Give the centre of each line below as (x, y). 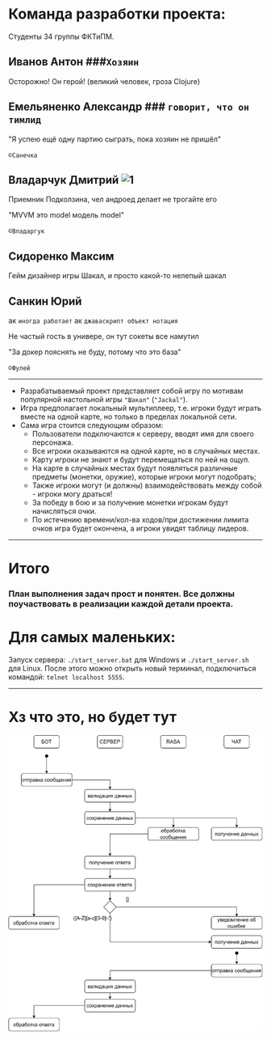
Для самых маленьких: (92, 638)
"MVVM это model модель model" (67, 215)
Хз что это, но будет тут (93, 717)
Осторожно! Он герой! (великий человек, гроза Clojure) (104, 81)
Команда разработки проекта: (117, 14)
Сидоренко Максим (61, 256)
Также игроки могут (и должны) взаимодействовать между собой (147, 485)
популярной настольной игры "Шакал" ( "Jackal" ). (104, 400)
